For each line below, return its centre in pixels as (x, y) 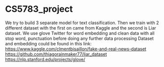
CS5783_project (39, 9)
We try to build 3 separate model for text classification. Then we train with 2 (82, 23)
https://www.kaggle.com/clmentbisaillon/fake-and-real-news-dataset (76, 49)
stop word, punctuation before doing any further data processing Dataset (80, 38)
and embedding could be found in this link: (49, 43)
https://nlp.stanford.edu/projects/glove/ (45, 59)
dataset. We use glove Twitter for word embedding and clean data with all (80, 33)
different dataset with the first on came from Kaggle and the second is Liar (81, 28)
